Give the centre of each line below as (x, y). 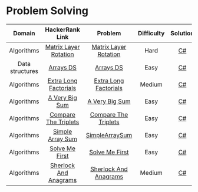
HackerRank (63, 29)
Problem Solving (47, 11)
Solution (182, 33)
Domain (24, 33)
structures (24, 71)
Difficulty (151, 33)
